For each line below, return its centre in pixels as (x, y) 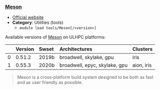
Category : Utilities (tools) (38, 22)
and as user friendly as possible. (50, 82)
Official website (28, 18)
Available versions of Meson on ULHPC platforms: (56, 37)
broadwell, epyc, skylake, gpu (94, 65)
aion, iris (142, 65)
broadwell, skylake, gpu (87, 57)
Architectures (76, 49)
